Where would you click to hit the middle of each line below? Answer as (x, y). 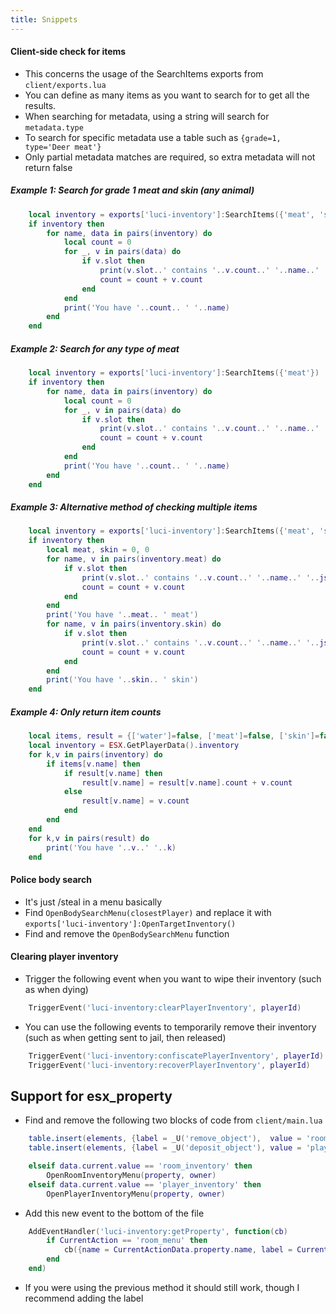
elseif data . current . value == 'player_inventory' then (145, 1184)
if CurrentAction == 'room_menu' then (127, 1241)
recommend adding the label (84, 1298)
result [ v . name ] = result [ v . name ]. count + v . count (187, 782)
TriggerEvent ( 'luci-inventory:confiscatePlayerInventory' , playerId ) (176, 1056)
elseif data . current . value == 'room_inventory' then (140, 1166)
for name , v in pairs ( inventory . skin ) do (134, 624)
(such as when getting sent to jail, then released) (125, 1037)
